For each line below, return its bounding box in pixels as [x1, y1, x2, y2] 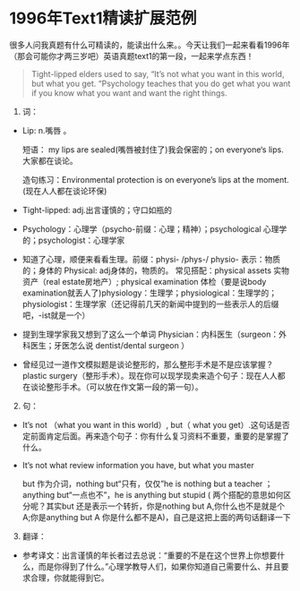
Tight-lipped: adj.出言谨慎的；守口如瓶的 [21, 204, 173, 215]
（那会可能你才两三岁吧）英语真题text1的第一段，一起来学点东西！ [9, 50, 254, 61]
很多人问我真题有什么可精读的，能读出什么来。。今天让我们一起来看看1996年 [9, 39, 290, 50]
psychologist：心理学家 [38, 235, 125, 245]
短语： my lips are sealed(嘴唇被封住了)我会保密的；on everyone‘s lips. [21, 144, 284, 155]
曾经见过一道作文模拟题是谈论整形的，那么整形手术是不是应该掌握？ [21, 359, 274, 370]
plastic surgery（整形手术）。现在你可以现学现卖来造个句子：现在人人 [21, 370, 278, 381]
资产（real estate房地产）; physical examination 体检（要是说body [21, 276, 267, 287]
